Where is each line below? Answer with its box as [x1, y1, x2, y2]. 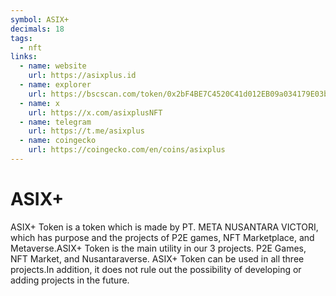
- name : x [19, 98, 60, 108]
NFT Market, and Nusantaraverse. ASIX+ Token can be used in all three [10, 252, 305, 265]
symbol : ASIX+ [10, 14, 70, 25]
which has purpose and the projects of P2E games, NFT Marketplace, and [10, 231, 315, 243]
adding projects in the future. [10, 274, 130, 286]
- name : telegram [19, 117, 92, 127]
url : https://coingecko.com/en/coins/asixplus [28, 145, 226, 155]
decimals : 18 [10, 24, 65, 34]
